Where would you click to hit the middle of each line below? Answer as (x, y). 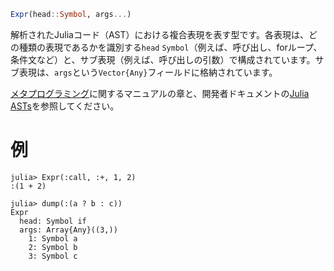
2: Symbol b (53, 247)
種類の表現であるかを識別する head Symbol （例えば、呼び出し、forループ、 (170, 47)
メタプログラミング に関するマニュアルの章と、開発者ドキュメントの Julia (160, 93)
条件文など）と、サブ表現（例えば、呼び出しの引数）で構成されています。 (163, 59)
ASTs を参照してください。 (65, 106)
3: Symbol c (53, 256)
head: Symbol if (53, 221)
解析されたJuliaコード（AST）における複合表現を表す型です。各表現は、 (160, 34)
